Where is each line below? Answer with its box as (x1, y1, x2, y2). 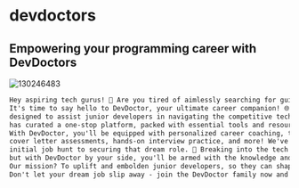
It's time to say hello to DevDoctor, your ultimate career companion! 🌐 (9, 103, 290, 112)
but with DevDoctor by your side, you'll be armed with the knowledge (9, 153, 277, 163)
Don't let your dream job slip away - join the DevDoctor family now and (9, 170, 289, 179)
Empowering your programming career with (9, 41, 257, 56)
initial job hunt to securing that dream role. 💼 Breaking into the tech (9, 145, 289, 154)
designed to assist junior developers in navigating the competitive (9, 112, 273, 121)
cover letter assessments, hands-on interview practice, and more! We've (9, 137, 289, 146)
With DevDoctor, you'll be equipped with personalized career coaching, (9, 128, 285, 138)
